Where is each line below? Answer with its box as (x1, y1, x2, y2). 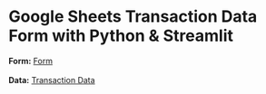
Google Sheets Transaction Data (8, 6, 258, 27)
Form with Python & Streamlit (8, 25, 233, 46)
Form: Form (8, 55, 54, 66)
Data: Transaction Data (8, 74, 96, 85)
